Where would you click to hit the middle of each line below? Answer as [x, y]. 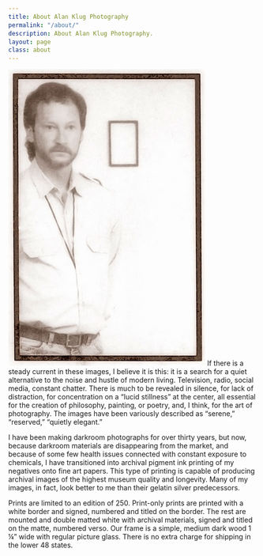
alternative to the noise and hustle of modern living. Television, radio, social [131, 380]
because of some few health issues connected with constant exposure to [128, 454]
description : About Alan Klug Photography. [81, 33]
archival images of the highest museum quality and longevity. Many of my [128, 479]
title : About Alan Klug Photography [68, 17]
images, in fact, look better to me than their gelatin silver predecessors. [124, 488]
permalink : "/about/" [44, 25]
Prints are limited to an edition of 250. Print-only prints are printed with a [126, 503]
